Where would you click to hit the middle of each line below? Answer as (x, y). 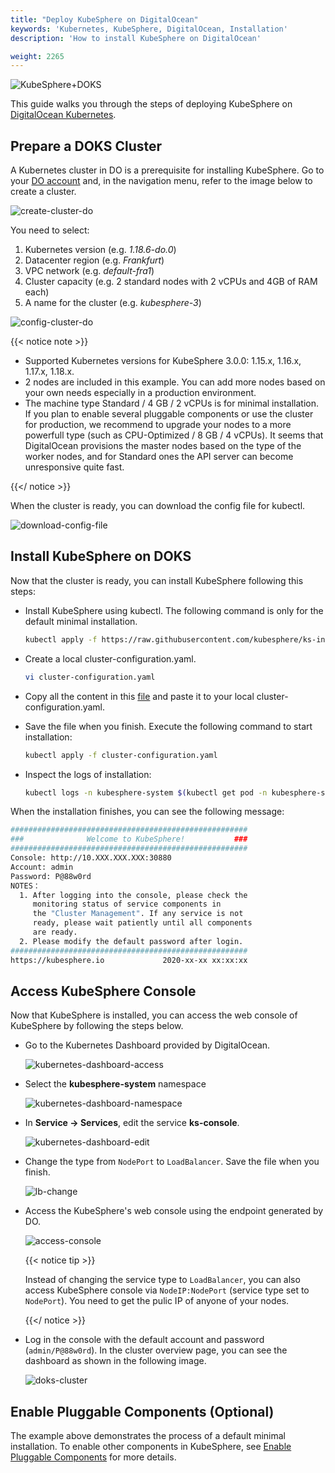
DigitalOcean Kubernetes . (63, 115)
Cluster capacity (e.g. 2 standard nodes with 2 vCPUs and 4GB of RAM (171, 282)
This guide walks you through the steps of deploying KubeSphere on (151, 104)
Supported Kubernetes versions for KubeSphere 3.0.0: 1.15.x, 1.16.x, (163, 361)
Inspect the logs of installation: (88, 774)
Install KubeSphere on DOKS (101, 556)
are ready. (55, 932)
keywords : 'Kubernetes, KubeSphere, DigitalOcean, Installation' (149, 29)
